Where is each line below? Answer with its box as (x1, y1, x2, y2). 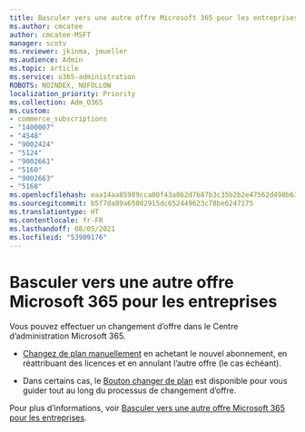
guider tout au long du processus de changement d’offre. (22, 385, 237, 396)
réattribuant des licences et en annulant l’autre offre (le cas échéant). (22, 358, 281, 368)
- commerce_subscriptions (9, 114, 107, 123)
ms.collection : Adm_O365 (9, 97, 103, 107)
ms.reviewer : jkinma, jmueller (9, 47, 128, 56)
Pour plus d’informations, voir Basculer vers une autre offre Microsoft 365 (9, 403, 286, 414)
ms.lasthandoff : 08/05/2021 (9, 224, 116, 233)
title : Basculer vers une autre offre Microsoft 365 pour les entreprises (9, 13, 299, 23)
